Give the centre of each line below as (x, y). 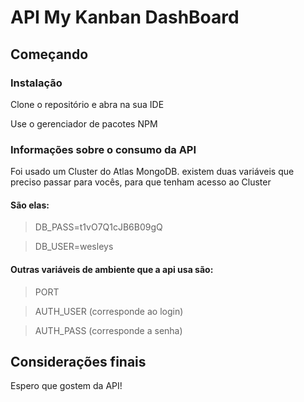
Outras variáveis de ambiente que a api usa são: (112, 269)
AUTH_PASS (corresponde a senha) (108, 330)
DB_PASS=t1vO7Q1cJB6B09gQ (98, 227)
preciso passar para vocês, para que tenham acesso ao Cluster (141, 182)
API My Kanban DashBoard (125, 17)
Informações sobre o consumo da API (103, 149)
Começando (49, 54)
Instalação (36, 83)
